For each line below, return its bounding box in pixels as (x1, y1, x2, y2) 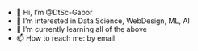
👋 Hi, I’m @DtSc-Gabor (15, 8, 93, 17)
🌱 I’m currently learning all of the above (15, 25, 148, 33)
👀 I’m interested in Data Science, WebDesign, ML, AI (15, 16, 190, 25)
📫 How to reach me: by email (15, 33, 116, 43)
